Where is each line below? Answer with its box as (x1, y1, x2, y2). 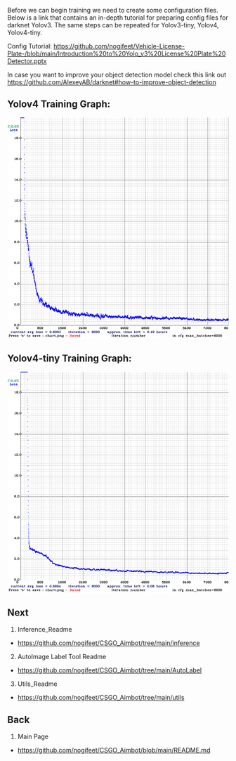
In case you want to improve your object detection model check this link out (7, 70, 227, 79)
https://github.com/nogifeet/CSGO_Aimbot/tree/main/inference (17, 639, 200, 647)
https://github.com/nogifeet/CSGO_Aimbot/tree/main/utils (17, 694, 185, 702)
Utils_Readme (17, 679, 58, 688)
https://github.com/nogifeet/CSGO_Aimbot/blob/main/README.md (17, 746, 211, 755)
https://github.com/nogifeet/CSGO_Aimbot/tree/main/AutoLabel (17, 666, 202, 675)
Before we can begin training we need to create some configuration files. (7, 6, 219, 14)
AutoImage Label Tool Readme (17, 653, 107, 661)
